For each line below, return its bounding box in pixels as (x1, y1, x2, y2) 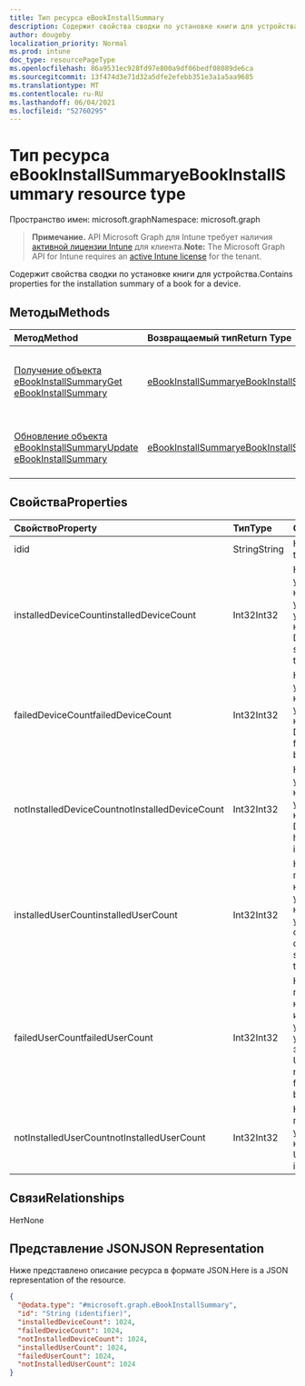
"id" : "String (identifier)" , (17, 1310, 132, 1319)
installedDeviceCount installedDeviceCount (14, 608, 197, 621)
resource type (77, 184, 186, 204)
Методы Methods (9, 304, 111, 320)
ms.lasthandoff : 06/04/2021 (9, 97, 116, 107)
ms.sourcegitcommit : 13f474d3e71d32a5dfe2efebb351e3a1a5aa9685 (9, 73, 254, 82)
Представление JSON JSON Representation (9, 1241, 265, 1257)
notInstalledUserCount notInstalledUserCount (14, 1131, 206, 1143)
